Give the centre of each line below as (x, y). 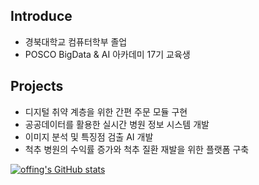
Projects (37, 86)
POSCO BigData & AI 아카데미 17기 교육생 (107, 54)
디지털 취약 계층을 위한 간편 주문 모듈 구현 (106, 111)
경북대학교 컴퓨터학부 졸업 (76, 41)
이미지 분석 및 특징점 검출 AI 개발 (89, 136)
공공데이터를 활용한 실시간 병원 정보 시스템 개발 (117, 124)
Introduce (41, 16)
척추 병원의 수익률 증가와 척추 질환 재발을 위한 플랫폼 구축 (137, 149)
